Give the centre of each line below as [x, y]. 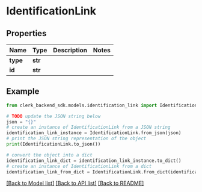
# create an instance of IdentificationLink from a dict [79, 166]
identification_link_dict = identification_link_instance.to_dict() [94, 161]
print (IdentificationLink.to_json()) [54, 144]
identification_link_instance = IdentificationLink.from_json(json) [94, 133]
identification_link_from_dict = [48, 172]
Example [23, 91]
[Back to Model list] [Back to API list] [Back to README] [75, 183]
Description [70, 50]
